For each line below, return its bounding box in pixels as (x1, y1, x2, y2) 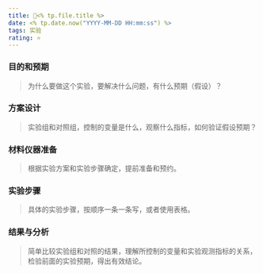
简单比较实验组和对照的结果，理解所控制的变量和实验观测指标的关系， (27, 246, 257, 256)
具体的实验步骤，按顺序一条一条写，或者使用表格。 (27, 205, 195, 214)
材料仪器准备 (8, 144, 58, 155)
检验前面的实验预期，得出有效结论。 (27, 256, 147, 266)
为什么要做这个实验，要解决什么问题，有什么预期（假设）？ (27, 81, 223, 90)
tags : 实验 (8, 26, 42, 34)
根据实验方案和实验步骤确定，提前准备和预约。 (27, 163, 181, 173)
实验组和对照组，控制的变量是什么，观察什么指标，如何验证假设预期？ (27, 122, 257, 132)
